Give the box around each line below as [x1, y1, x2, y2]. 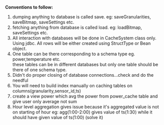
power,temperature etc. [12, 56, 61, 62]
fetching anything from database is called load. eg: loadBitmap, [12, 24, 142, 30]
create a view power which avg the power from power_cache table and [12, 93, 158, 99]
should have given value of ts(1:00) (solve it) [12, 115, 103, 120]
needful [12, 77, 28, 83]
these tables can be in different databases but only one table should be [12, 62, 159, 67]
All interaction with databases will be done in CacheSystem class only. [12, 35, 157, 41]
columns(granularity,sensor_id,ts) [12, 88, 81, 94]
